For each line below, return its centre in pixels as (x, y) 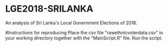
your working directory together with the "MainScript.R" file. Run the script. (84, 38)
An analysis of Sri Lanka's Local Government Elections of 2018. (71, 23)
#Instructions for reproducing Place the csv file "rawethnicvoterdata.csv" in (84, 32)
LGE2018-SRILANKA (49, 9)
